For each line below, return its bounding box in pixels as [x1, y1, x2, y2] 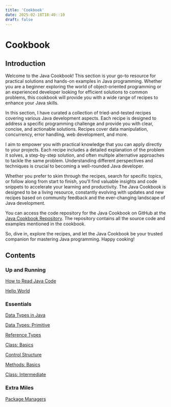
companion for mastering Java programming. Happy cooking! [5, 236, 135, 243]
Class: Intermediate [5, 371, 46, 378]
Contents [5, 251, 36, 259]
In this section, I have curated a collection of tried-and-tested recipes [5, 110, 152, 116]
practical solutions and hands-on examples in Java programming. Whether [5, 78, 162, 84]
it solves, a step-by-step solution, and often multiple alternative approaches [5, 152, 165, 158]
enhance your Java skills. [5, 100, 59, 106]
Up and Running [5, 266, 46, 273]
